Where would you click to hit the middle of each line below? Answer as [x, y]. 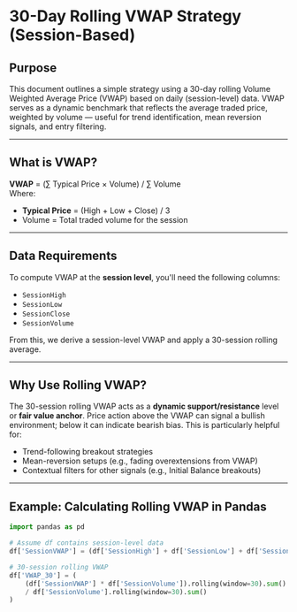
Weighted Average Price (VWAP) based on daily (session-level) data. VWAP [147, 98]
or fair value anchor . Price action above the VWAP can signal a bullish [137, 416]
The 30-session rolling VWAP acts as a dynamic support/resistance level [144, 406]
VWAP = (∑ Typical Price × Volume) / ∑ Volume [95, 184]
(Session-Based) [72, 35]
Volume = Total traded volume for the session [105, 219]
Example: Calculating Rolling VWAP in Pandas [138, 506]
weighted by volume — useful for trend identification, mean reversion [135, 117]
